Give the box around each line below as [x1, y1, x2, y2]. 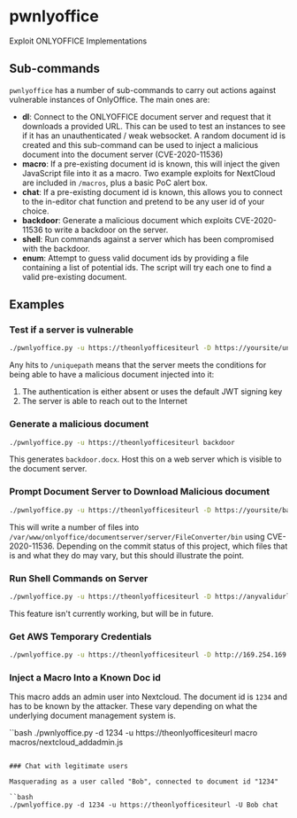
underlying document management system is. [9, 711, 177, 721]
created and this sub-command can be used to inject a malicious [21, 139, 259, 150]
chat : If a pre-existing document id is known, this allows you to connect [21, 186, 283, 197]
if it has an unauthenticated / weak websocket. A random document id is [21, 130, 286, 141]
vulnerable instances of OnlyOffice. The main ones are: [9, 94, 210, 105]
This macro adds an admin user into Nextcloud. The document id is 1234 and [9, 691, 287, 702]
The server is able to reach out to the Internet [21, 396, 188, 407]
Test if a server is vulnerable [9, 323, 134, 336]
